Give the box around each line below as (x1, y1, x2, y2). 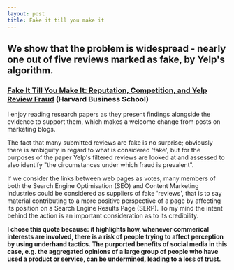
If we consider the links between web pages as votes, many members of (7, 174, 217, 183)
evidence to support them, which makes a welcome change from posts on (7, 118, 221, 126)
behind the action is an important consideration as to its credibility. (7, 211, 199, 220)
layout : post (7, 10, 45, 17)
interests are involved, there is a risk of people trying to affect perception (7, 232, 224, 241)
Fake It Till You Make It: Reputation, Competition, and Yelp (7, 85, 207, 95)
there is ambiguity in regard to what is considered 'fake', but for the (7, 146, 201, 155)
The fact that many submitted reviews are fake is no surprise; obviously (7, 138, 213, 147)
